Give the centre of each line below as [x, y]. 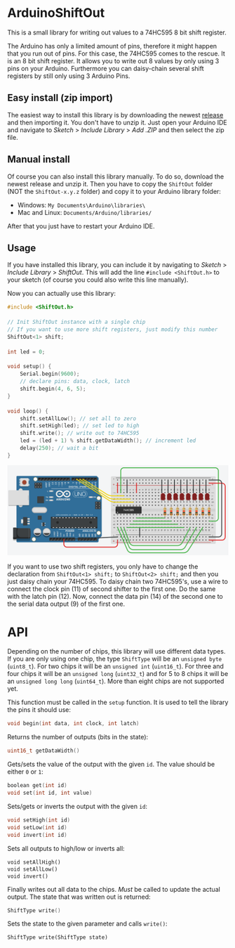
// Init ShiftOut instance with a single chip [76, 322]
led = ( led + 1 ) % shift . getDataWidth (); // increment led [108, 441]
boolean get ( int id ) [38, 786]
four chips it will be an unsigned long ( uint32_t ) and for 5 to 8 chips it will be [118, 674]
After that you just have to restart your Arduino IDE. [81, 226]
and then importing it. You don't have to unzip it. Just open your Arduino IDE [117, 122]
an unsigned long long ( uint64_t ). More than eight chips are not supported [116, 681]
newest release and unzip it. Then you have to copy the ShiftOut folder [110, 183]
